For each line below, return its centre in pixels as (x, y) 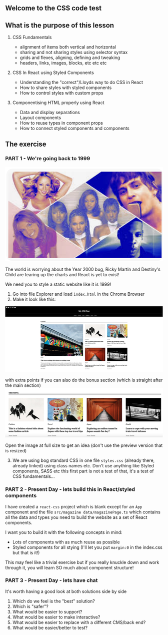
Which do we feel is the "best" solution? (53, 601)
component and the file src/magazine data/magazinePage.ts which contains (83, 512)
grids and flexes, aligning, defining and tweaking (70, 58)
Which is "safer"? (30, 606)
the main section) (23, 385)
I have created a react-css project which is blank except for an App (74, 506)
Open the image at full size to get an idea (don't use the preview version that (84, 445)
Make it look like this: (34, 299)
